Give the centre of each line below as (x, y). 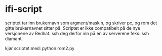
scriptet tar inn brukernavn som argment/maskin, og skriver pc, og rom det (81, 23)
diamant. (14, 39)
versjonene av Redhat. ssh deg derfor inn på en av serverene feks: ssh (77, 33)
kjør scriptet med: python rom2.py (40, 48)
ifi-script (23, 9)
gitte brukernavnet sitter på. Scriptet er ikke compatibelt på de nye (73, 28)
